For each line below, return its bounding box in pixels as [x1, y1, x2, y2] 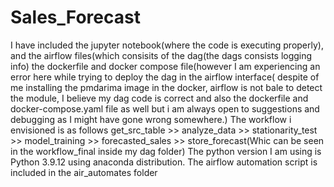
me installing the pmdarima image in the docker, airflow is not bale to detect [10, 81, 323, 93]
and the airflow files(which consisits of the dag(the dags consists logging [10, 49, 313, 61]
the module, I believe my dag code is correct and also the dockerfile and [10, 92, 309, 104]
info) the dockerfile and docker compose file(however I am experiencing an [10, 60, 321, 72]
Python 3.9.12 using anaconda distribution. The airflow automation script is [10, 156, 318, 168]
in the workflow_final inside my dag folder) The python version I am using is [10, 145, 322, 157]
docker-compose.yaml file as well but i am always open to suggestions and [10, 102, 320, 115]
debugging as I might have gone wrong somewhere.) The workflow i [10, 113, 292, 125]
